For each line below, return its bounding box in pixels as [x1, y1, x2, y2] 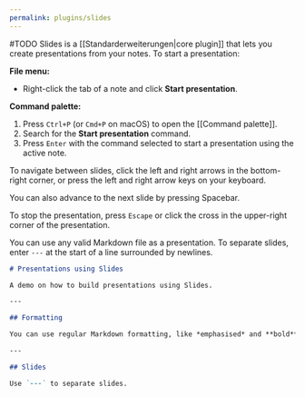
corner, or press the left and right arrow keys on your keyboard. [28, 174, 266, 185]
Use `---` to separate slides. [9, 379, 128, 388]
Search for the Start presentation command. [22, 128, 192, 139]
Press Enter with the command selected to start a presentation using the [22, 137, 294, 148]
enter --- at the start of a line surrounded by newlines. [9, 246, 213, 257]
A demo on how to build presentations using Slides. [9, 281, 213, 290]
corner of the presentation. [9, 219, 111, 230]
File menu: [9, 65, 50, 76]
